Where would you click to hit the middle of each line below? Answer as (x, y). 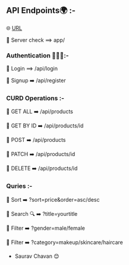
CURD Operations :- (35, 98)
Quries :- (19, 186)
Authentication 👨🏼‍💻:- (38, 55)
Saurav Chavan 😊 (37, 256)
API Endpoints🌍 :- (41, 10)
